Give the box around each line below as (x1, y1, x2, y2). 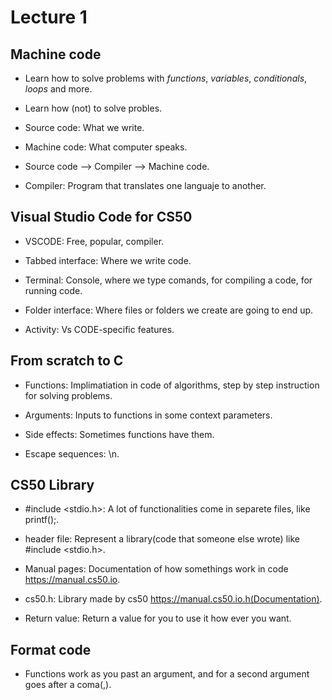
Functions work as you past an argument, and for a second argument (24, 668, 310, 680)
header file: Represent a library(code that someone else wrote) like (24, 533, 300, 545)
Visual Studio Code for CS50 (10, 209, 193, 226)
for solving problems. (24, 389, 113, 401)
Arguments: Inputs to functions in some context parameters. (24, 409, 273, 421)
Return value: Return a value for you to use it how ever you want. (24, 612, 292, 625)
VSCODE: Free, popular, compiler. (24, 235, 165, 247)
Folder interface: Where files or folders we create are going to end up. (24, 304, 314, 316)
